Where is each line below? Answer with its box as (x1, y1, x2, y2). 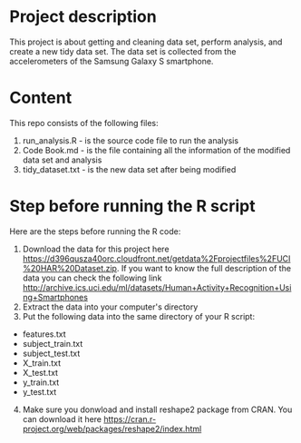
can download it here (22, 413, 102, 424)
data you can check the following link (22, 272, 162, 283)
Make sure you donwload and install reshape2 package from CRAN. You (22, 404, 293, 415)
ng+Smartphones (22, 291, 89, 302)
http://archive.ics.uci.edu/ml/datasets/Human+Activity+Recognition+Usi (22, 281, 292, 292)
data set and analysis (22, 154, 102, 165)
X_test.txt (22, 367, 59, 378)
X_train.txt (22, 357, 62, 369)
